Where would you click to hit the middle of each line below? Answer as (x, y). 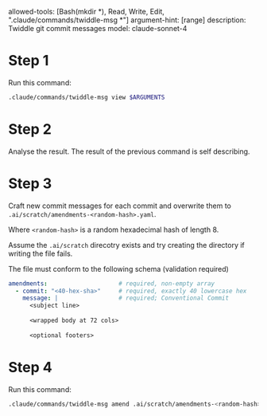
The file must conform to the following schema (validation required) (118, 269)
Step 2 (30, 129)
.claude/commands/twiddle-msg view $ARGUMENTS (87, 97)
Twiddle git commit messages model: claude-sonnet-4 (98, 28)
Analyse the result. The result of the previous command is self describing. (129, 151)
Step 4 (31, 367)
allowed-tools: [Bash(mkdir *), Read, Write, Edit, (87, 12)
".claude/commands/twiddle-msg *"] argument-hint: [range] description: (127, 20)
